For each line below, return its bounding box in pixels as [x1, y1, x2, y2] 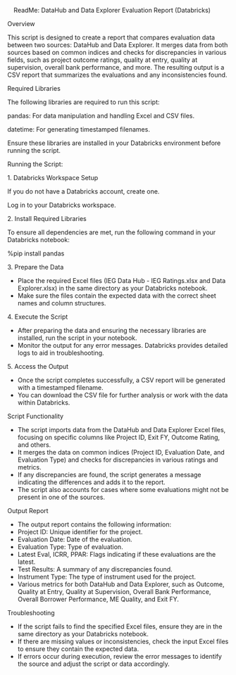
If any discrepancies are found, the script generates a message [17, 471, 202, 479]
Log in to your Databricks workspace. [7, 201, 116, 209]
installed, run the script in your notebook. [17, 334, 137, 342]
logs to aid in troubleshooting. [17, 348, 104, 357]
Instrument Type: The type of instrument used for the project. [17, 573, 196, 581]
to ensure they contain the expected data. [17, 645, 139, 653]
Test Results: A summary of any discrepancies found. [17, 565, 173, 573]
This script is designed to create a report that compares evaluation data [7, 33, 216, 42]
